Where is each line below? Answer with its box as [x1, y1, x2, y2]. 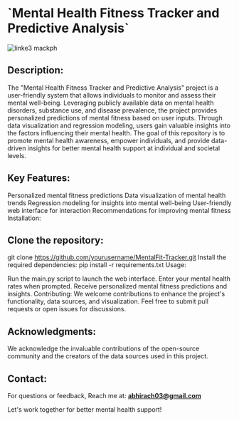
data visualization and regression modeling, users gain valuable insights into [7, 121, 231, 130]
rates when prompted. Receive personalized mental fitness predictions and [7, 282, 228, 291]
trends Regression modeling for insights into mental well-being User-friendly [7, 198, 232, 207]
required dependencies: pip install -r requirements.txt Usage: [7, 261, 186, 269]
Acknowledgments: [7, 326, 97, 338]
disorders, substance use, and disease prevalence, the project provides [7, 105, 218, 115]
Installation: [7, 214, 41, 222]
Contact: [7, 373, 48, 385]
